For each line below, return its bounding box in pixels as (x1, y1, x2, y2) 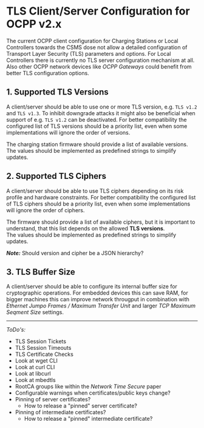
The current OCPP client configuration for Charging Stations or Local (6, 37, 178, 44)
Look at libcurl (15, 370, 52, 377)
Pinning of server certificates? (15, 396, 91, 403)
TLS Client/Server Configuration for (6, 4, 190, 18)
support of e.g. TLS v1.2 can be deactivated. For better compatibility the (6, 116, 187, 123)
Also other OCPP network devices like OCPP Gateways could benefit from (6, 62, 192, 70)
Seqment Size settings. (6, 309, 64, 316)
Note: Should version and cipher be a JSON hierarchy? (6, 249, 144, 256)
